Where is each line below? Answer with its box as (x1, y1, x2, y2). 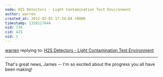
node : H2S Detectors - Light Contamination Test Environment (5, 7, 131, 12)
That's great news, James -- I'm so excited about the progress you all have (5, 61, 155, 67)
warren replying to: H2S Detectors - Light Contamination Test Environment (5, 47, 154, 53)
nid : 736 (5, 25, 23, 30)
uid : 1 (5, 34, 18, 39)
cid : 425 (5, 30, 23, 34)
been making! (5, 66, 33, 72)
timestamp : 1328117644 (5, 20, 51, 26)
